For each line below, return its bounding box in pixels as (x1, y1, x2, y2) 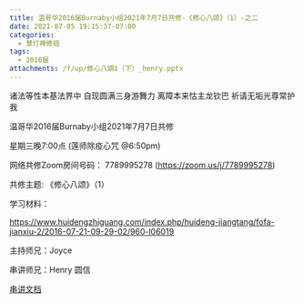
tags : (9, 47, 30, 56)
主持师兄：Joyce (9, 245, 73, 256)
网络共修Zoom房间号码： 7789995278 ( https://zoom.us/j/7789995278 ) (9, 159, 276, 170)
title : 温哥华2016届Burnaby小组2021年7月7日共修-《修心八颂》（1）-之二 (9, 13, 259, 23)
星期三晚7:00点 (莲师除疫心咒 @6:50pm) (9, 140, 161, 151)
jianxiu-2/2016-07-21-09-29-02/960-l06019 (9, 226, 175, 237)
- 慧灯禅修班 (17, 38, 61, 48)
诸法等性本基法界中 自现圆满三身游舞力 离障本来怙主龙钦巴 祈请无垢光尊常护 (9, 90, 296, 101)
